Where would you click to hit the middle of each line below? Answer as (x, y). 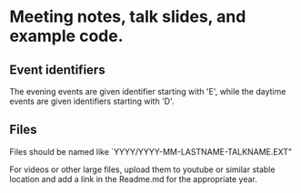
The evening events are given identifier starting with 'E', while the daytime (148, 91)
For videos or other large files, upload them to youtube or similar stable (142, 169)
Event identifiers (58, 70)
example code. (66, 36)
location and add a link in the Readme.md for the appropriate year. (133, 178)
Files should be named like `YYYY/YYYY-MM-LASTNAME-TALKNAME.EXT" (151, 151)
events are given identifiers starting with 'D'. (92, 101)
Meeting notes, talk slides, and (128, 17)
